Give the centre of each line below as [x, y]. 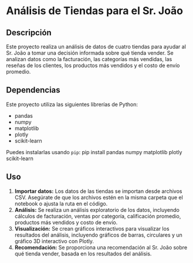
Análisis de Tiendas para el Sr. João [95, 11]
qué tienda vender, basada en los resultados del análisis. [83, 254]
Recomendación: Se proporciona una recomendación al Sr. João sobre [101, 247]
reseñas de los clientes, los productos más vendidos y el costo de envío [93, 65]
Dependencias [33, 90]
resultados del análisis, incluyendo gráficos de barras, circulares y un [99, 235]
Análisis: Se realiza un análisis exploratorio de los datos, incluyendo [97, 209]
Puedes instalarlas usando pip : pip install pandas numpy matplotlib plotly [94, 152]
